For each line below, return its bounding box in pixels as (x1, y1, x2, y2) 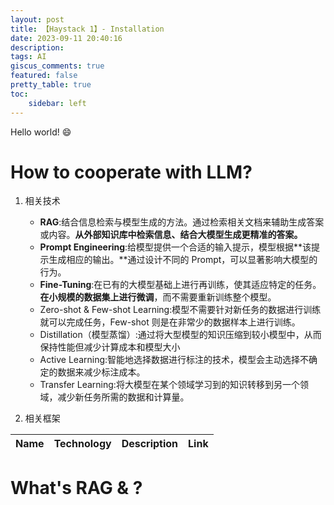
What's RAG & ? (10, 476, 143, 499)
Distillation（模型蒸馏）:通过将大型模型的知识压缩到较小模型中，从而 (39, 329, 322, 341)
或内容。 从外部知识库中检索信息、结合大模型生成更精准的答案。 (39, 229, 303, 241)
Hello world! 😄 (10, 126, 72, 138)
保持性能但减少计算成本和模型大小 (39, 341, 181, 353)
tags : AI (10, 52, 47, 62)
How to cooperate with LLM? (10, 161, 253, 183)
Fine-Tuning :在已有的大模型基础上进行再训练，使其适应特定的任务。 (39, 279, 322, 291)
